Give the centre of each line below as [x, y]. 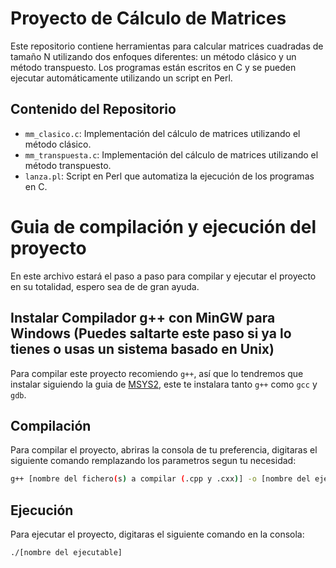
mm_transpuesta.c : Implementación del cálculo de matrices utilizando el [171, 154]
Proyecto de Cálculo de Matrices [148, 18]
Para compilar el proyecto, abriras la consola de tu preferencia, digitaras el [164, 450]
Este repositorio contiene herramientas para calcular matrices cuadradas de [167, 46]
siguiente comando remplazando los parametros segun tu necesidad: [153, 461]
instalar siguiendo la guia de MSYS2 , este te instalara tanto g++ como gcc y [164, 384]
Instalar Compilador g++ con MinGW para [143, 318]
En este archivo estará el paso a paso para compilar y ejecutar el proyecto [163, 276]
